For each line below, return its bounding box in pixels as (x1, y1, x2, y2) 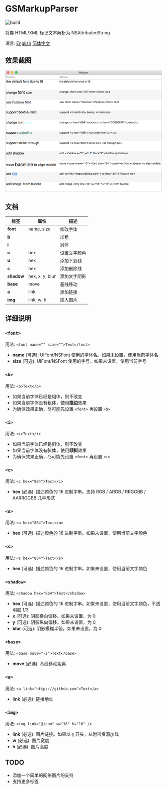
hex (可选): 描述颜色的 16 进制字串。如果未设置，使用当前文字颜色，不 (12, 600, 157, 607)
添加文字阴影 (60, 273, 86, 279)
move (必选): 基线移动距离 (12, 661, 66, 667)
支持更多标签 (12, 778, 39, 784)
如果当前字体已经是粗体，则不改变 (12, 394, 83, 399)
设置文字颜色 (60, 250, 86, 256)
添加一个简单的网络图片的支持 (12, 772, 74, 778)
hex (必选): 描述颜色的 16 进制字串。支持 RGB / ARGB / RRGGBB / (12, 489, 146, 495)
